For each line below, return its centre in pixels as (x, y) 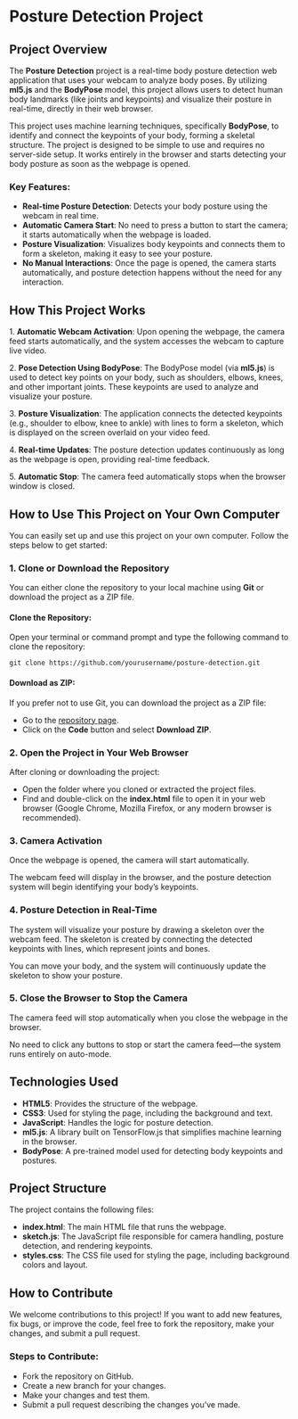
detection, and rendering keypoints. (87, 1246)
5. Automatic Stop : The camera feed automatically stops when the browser (148, 477)
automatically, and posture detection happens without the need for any (152, 273)
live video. (28, 351)
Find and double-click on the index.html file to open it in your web (144, 798)
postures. (40, 1160)
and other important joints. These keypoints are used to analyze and (134, 387)
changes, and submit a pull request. (75, 1333)
